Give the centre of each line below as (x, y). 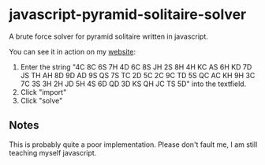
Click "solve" (41, 100)
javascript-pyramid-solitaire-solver (128, 15)
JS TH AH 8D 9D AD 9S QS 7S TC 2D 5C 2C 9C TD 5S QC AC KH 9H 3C (138, 75)
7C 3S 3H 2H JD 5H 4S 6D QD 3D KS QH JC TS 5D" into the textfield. (133, 84)
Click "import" (43, 92)
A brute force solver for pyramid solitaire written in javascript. (108, 36)
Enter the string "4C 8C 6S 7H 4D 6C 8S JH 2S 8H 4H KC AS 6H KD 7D (136, 67)
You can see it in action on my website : (73, 51)
